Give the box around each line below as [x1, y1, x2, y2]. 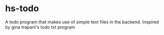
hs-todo [5, 3, 39, 14]
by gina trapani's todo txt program [5, 24, 76, 30]
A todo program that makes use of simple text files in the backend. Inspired [5, 19, 159, 25]
